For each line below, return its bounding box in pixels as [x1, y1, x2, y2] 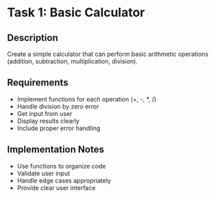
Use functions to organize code [16, 162, 106, 170]
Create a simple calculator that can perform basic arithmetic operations [7, 50, 209, 58]
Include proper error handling [16, 124, 101, 132]
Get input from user [16, 109, 73, 117]
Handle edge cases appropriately [16, 176, 112, 185]
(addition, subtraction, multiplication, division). [7, 57, 138, 65]
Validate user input [16, 169, 71, 177]
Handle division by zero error [16, 102, 99, 110]
